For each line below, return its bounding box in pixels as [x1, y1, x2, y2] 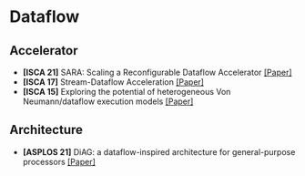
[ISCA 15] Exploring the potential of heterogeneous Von [22, 87, 231, 97]
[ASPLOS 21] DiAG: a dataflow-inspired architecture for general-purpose [22, 146, 296, 157]
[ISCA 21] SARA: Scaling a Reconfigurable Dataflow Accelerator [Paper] [22, 67, 293, 78]
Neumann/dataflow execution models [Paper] [22, 96, 194, 107]
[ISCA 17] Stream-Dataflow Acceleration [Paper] [22, 77, 205, 88]
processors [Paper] [22, 156, 96, 167]
